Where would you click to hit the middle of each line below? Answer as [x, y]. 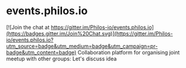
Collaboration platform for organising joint [129, 52]
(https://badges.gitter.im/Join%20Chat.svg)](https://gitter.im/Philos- [90, 33]
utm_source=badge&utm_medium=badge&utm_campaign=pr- [82, 46]
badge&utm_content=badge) [41, 52]
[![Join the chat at [28, 27]
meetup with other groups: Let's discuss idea [62, 59]
